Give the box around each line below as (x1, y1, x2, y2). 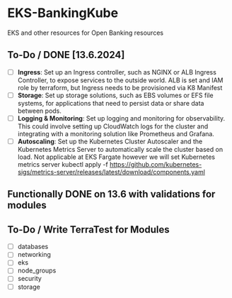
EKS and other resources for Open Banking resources (7, 28, 164, 37)
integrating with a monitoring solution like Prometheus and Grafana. (17, 129, 214, 138)
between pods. (17, 106, 62, 115)
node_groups (17, 266, 57, 275)
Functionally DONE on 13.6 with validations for (7, 188, 216, 200)
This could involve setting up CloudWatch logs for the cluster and (17, 122, 209, 131)
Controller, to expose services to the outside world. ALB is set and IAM (17, 76, 224, 84)
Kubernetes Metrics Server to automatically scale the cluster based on (17, 145, 224, 153)
